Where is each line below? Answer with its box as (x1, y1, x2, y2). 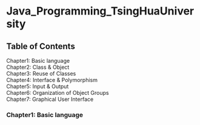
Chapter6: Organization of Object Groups (6, 89, 109, 96)
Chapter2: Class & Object (6, 63, 70, 71)
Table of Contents (6, 41, 76, 51)
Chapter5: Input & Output (6, 83, 69, 90)
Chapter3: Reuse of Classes (6, 70, 76, 77)
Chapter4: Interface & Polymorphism (6, 77, 98, 83)
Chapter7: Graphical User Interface (6, 95, 94, 103)
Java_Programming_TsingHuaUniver (6, 4, 195, 18)
